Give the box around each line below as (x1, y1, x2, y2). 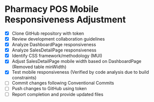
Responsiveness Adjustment (4, 14, 126, 25)
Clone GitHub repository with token (11, 30, 84, 36)
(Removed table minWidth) (11, 64, 67, 70)
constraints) (11, 75, 37, 81)
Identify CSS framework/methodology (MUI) (11, 53, 102, 59)
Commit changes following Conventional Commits (11, 80, 114, 86)
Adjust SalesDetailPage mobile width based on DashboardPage (11, 58, 142, 64)
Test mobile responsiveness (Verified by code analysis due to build (11, 69, 150, 75)
